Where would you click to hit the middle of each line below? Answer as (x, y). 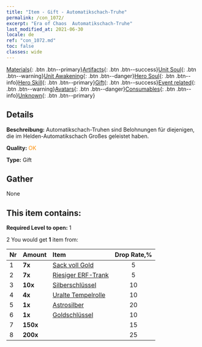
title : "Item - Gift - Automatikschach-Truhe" (67, 12)
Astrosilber (68, 305)
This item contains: (44, 213)
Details (20, 115)
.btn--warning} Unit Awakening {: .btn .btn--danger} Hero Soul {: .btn (91, 76)
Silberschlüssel (74, 285)
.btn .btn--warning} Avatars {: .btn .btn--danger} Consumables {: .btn (91, 89)
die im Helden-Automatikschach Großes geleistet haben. (78, 136)
